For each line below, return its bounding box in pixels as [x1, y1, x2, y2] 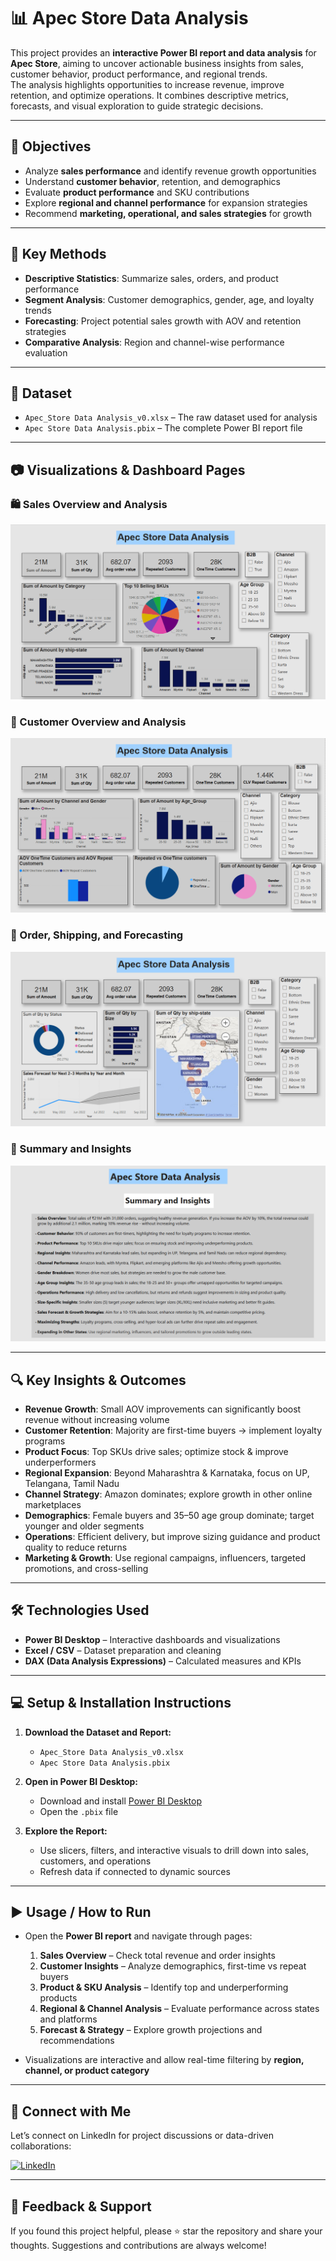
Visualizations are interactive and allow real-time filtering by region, [24, 2054, 305, 2066]
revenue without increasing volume [24, 1413, 170, 1425]
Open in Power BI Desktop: [24, 1775, 139, 1787]
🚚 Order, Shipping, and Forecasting [10, 928, 184, 942]
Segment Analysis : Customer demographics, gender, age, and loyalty [24, 293, 315, 305]
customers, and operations [39, 1855, 152, 1867]
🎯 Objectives [10, 138, 92, 155]
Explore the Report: [24, 1825, 108, 1837]
